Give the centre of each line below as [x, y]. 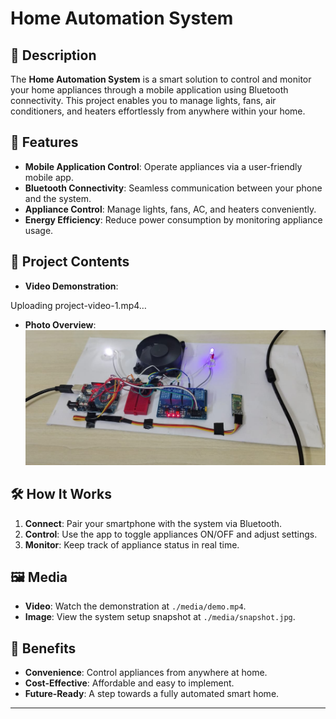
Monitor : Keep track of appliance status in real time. [132, 544]
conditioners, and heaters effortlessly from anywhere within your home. [158, 111]
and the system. [58, 198]
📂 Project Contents [70, 262]
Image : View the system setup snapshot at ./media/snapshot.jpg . [160, 617]
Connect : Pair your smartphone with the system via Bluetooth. [153, 523]
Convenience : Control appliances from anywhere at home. [146, 673]
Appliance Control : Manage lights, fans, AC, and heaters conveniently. [170, 209]
